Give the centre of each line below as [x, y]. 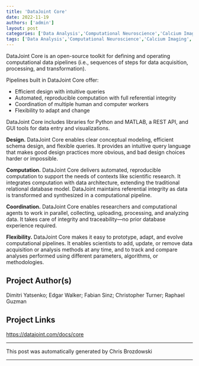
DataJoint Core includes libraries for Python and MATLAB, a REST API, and [97, 122]
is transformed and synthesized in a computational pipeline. [79, 195]
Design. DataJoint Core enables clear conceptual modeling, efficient [90, 139]
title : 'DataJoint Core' [37, 12]
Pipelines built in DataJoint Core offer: [52, 80]
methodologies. [25, 262]
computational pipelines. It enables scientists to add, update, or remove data [99, 243]
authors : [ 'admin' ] [30, 23]
